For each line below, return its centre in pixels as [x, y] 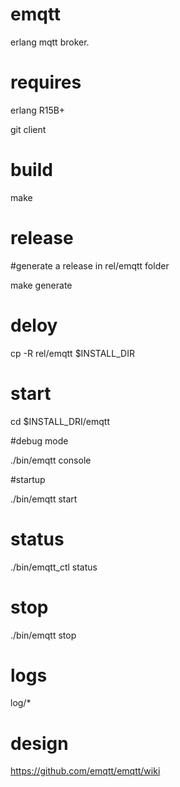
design [39, 743]
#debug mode [39, 440]
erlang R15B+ [38, 110]
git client [28, 129]
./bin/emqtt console [51, 460]
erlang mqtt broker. [50, 42]
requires [46, 82]
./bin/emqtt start [44, 499]
